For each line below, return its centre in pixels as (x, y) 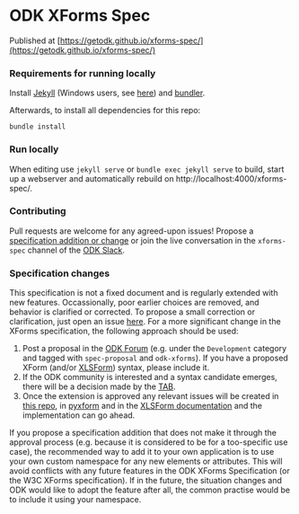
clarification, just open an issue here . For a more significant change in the (145, 322)
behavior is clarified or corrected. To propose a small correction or (132, 312)
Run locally (34, 149)
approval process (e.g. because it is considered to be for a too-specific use (149, 442)
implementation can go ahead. (79, 415)
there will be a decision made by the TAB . (99, 386)
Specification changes (60, 273)
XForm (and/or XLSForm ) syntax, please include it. (116, 368)
